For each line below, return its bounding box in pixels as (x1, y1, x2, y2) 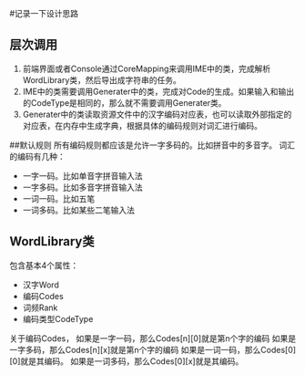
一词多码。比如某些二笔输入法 (22, 204, 135, 215)
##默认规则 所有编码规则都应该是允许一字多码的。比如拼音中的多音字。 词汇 (9, 140, 296, 151)
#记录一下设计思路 (9, 8, 79, 18)
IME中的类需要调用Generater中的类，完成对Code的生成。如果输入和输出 (22, 86, 295, 97)
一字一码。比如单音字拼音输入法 (22, 170, 143, 181)
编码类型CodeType (22, 313, 94, 324)
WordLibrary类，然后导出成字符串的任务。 (22, 74, 182, 85)
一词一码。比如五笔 (22, 193, 96, 203)
